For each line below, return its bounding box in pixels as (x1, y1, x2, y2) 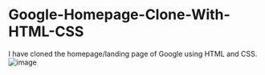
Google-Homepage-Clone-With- (8, 6, 230, 24)
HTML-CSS (8, 22, 84, 41)
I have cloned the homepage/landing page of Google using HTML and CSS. (8, 49, 258, 58)
